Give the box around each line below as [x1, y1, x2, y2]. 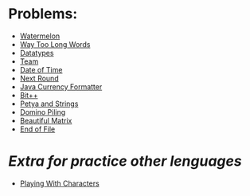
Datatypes [19, 48, 54, 57]
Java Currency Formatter [19, 81, 103, 92]
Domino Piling [19, 107, 66, 116]
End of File [19, 124, 56, 134]
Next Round [19, 73, 59, 83]
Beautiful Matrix [19, 116, 72, 125]
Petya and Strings [19, 99, 79, 108]
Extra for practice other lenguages [8, 152, 242, 171]
